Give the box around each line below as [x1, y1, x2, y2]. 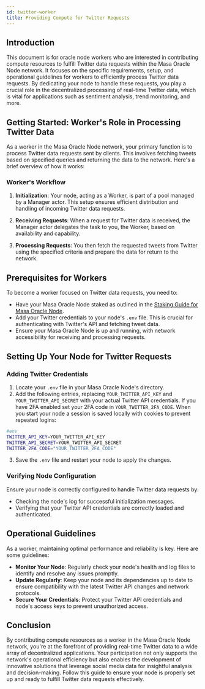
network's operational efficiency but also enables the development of [6, 656, 182, 663]
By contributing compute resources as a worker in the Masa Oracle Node [6, 636, 191, 644]
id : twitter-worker [6, 9, 56, 15]
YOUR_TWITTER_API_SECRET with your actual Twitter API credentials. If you [15, 397, 196, 404]
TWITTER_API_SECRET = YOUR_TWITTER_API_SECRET [6, 440, 122, 446]
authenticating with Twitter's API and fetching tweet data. [15, 321, 160, 328]
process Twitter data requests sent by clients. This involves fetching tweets [6, 150, 197, 157]
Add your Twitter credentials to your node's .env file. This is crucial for [15, 314, 193, 321]
